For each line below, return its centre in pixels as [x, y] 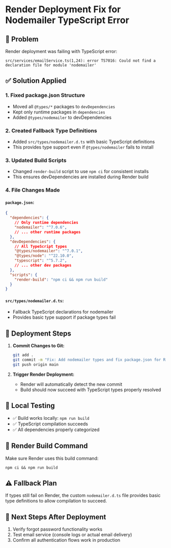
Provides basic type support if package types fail [64, 317]
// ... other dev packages [43, 266]
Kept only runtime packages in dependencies [59, 112]
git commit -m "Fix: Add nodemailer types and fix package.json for [87, 360]
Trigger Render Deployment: [44, 374]
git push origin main [35, 365]
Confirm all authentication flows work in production [66, 540]
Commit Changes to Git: [38, 346]
